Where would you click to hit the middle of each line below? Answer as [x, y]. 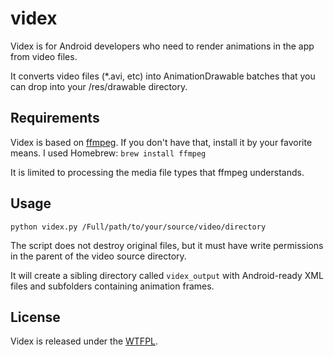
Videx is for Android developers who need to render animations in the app [162, 46]
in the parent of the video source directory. [98, 256]
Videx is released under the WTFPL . [84, 341]
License [35, 317]
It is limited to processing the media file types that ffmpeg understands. [157, 172]
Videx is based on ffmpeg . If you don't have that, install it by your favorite [161, 142]
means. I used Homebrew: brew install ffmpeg [108, 153]
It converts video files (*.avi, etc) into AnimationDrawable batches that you [163, 76]
